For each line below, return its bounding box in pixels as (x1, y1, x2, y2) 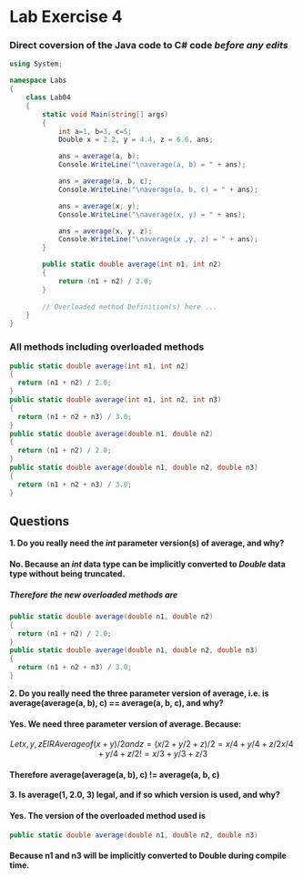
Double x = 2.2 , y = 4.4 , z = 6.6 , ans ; (57, 135, 214, 145)
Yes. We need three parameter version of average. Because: (9, 718, 242, 730)
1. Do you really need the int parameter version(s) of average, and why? (9, 537, 285, 548)
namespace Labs (9, 76, 67, 86)
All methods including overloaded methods (9, 341, 205, 353)
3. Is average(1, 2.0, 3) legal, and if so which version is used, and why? (9, 790, 280, 801)
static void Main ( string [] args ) (42, 109, 169, 119)
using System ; (9, 59, 64, 69)
